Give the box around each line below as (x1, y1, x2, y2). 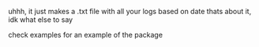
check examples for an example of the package (8, 31, 163, 39)
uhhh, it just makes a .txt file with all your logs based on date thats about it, (8, 7, 252, 16)
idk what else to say (8, 15, 73, 24)
